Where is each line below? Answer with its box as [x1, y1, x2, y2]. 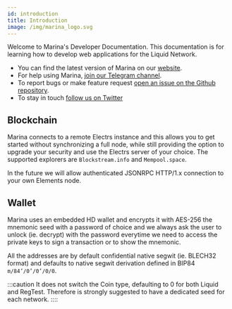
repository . [17, 86, 49, 95]
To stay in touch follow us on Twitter [17, 94, 123, 102]
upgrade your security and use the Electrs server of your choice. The [7, 148, 209, 156]
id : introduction [7, 10, 59, 18]
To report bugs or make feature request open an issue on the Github [17, 79, 216, 87]
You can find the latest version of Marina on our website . [17, 64, 183, 72]
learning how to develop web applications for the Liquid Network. [7, 50, 197, 58]
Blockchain [7, 114, 58, 126]
